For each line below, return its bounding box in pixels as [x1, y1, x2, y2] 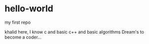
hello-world [4, 3, 54, 14]
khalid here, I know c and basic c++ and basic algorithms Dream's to [4, 29, 144, 35]
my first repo [4, 19, 31, 25]
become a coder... [4, 34, 41, 40]
